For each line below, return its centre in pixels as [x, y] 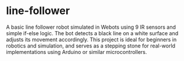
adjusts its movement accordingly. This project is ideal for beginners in [91, 39]
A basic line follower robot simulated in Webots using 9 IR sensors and [91, 27]
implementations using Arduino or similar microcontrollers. [77, 52]
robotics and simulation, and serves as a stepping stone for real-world [91, 46]
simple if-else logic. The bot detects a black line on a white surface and [92, 33]
